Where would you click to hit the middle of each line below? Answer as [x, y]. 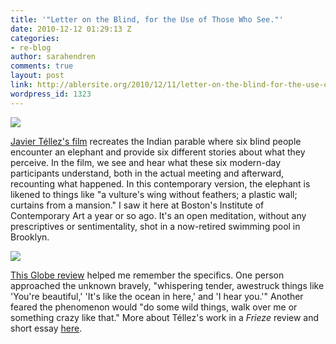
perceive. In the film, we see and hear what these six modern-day [146, 162]
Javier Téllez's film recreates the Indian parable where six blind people [156, 141]
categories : [35, 38]
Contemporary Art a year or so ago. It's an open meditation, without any [158, 215]
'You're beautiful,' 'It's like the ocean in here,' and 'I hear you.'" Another [157, 296]
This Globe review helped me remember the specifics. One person [147, 275]
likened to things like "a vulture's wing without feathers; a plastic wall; [154, 194]
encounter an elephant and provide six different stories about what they [158, 152]
